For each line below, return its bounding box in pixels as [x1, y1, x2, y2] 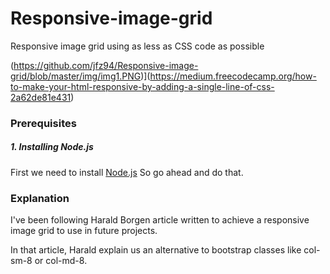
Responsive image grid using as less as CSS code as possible [10, 40, 265, 52]
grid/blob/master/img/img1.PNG [10, 70, 142, 82]
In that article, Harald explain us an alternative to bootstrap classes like [10, 244, 302, 256]
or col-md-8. [34, 255, 88, 267]
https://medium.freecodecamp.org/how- [149, 70, 317, 82]
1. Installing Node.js [10, 141, 94, 153]
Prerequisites [10, 116, 77, 130]
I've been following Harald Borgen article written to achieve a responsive [10, 214, 310, 226]
